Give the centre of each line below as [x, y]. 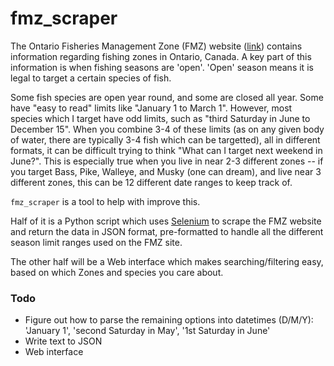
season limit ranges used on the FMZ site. [96, 242]
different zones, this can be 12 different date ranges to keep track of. [151, 182]
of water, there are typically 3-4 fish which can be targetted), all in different [165, 139]
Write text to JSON [63, 341]
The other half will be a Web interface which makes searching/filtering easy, [167, 261]
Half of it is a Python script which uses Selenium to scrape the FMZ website [166, 221]
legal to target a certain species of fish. [91, 78]
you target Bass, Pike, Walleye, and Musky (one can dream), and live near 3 [166, 171]
